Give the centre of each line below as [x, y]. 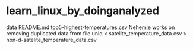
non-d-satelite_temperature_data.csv [51, 40]
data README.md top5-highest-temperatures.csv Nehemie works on [91, 27]
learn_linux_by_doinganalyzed [83, 11]
